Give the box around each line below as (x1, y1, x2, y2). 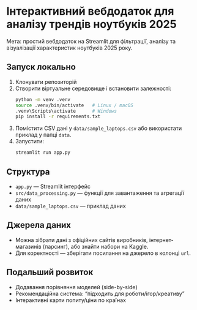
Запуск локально (6, 62, 76, 72)
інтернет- (149, 236, 174, 243)
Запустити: (15, 138, 44, 145)
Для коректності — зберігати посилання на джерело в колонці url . (15, 249, 191, 257)
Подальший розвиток (6, 267, 94, 278)
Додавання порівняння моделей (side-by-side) (15, 283, 138, 290)
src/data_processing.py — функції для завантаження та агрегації (15, 189, 185, 197)
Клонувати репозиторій (15, 78, 77, 85)
